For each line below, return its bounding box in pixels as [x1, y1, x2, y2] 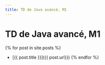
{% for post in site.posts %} [5, 45, 61, 51]
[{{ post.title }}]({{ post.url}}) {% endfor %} [12, 54, 99, 60]
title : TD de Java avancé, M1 [5, 7, 67, 12]
